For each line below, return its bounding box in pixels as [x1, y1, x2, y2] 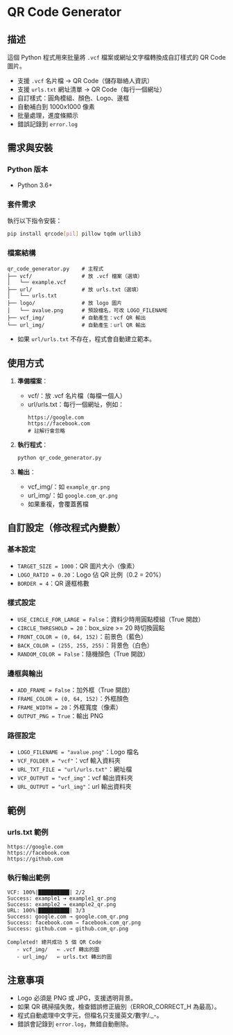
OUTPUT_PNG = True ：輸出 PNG [17, 712, 104, 720]
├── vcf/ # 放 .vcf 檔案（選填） [7, 273, 144, 280]
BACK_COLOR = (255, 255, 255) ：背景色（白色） [17, 641, 154, 649]
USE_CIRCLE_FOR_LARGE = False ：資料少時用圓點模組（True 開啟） [17, 615, 205, 623]
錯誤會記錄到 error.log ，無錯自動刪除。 [17, 1020, 133, 1028]
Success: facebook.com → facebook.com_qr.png [7, 919, 141, 926]
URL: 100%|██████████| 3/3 [7, 907, 85, 914]
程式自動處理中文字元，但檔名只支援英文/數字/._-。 [17, 1011, 163, 1020]
